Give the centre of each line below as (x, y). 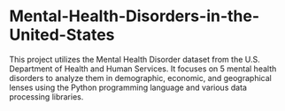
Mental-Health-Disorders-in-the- (135, 16)
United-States (62, 35)
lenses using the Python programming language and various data (128, 87)
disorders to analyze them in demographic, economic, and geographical (140, 78)
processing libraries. (46, 96)
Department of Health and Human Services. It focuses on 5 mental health (143, 69)
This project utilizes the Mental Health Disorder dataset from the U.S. (135, 59)
